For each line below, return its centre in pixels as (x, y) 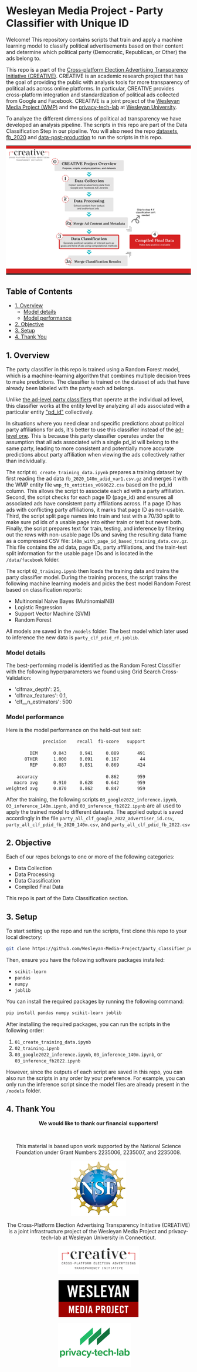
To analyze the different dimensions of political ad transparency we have (94, 118)
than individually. (26, 461)
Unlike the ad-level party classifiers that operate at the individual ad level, (95, 399)
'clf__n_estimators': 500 (43, 702)
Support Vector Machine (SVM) (52, 613)
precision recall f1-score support (94, 742)
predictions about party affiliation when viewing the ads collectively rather (96, 454)
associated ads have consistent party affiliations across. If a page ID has (94, 503)
